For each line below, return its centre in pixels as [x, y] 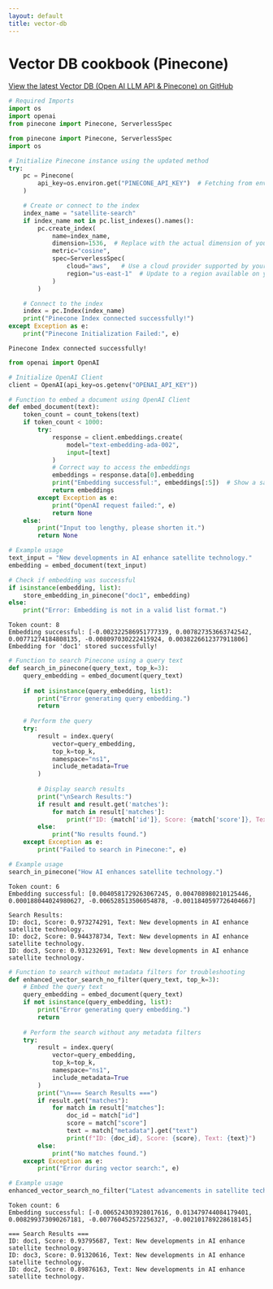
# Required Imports [41, 101]
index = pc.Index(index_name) [74, 311]
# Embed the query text [63, 987]
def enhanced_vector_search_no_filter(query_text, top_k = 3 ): [114, 980]
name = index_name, [81, 236]
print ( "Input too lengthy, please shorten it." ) [121, 528]
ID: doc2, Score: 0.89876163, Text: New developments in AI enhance [127, 1269]
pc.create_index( [67, 229]
